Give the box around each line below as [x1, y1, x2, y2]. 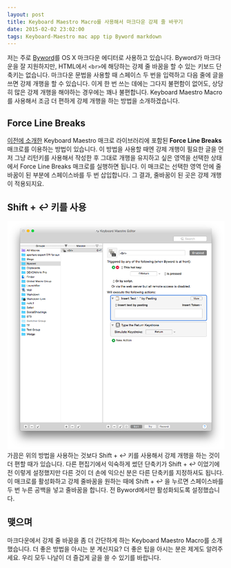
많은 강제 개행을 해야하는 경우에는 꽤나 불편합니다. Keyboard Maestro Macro [14, 88, 223, 97]
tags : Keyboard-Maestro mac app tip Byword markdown [7, 33, 162, 40]
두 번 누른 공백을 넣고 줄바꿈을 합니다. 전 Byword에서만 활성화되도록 [7, 485, 191, 493]
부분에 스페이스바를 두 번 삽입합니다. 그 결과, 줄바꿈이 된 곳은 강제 [32, 171, 209, 179]
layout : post [7, 11, 45, 18]
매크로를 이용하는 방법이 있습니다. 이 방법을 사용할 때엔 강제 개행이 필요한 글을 [7, 145, 217, 153]
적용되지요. [14, 179, 45, 188]
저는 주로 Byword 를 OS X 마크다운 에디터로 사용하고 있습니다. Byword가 [7, 54, 203, 62]
